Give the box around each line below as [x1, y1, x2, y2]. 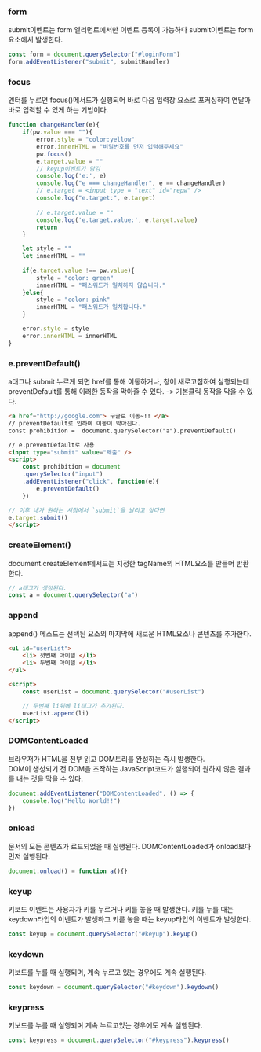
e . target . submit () [8, 513, 68, 521]
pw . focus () [36, 150, 72, 158]
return [36, 223, 58, 231]
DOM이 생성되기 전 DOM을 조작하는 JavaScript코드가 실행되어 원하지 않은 [8, 763, 237, 773]
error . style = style [22, 325, 89, 333]
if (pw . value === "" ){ [22, 128, 92, 136]
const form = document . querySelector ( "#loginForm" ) [8, 50, 180, 59]
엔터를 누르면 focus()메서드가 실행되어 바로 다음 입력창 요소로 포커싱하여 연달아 [8, 95, 251, 105]
